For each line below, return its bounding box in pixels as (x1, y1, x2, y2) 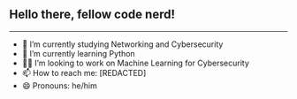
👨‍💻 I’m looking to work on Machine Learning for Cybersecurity (21, 57, 250, 68)
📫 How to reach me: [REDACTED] (21, 67, 147, 78)
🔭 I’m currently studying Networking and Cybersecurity (21, 39, 224, 49)
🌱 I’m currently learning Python (21, 48, 135, 58)
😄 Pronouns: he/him (21, 80, 97, 91)
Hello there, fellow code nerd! (9, 7, 175, 22)
